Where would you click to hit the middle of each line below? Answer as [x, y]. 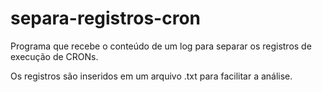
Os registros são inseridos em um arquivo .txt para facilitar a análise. [151, 76]
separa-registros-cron [105, 18]
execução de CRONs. [54, 56]
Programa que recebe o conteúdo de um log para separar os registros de [161, 46]
